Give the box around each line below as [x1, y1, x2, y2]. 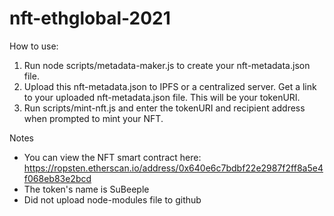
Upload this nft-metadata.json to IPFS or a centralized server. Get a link [23, 80, 317, 92]
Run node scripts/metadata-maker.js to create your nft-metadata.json [23, 59, 311, 71]
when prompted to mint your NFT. [23, 112, 164, 124]
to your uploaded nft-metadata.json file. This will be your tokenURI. [23, 91, 301, 103]
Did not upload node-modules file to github [23, 193, 202, 206]
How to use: [9, 40, 59, 52]
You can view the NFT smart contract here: [23, 151, 202, 163]
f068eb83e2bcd [23, 172, 92, 184]
